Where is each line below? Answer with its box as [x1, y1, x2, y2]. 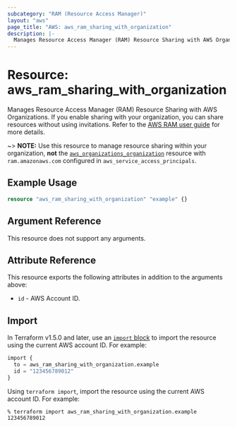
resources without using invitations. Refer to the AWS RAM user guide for [7, 121, 220, 129]
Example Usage [7, 177, 78, 189]
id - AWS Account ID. [17, 294, 80, 303]
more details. [7, 128, 46, 136]
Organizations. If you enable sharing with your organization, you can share [7, 113, 224, 121]
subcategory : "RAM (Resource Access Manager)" [7, 10, 147, 18]
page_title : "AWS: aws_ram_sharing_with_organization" [7, 23, 172, 30]
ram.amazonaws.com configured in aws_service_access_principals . [7, 157, 197, 165]
